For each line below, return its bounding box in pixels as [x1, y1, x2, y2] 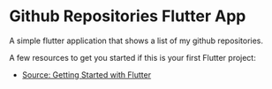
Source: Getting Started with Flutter [21, 69, 152, 80]
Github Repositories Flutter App [9, 6, 246, 26]
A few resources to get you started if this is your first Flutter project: [9, 52, 256, 63]
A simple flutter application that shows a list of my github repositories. [9, 35, 263, 46]
